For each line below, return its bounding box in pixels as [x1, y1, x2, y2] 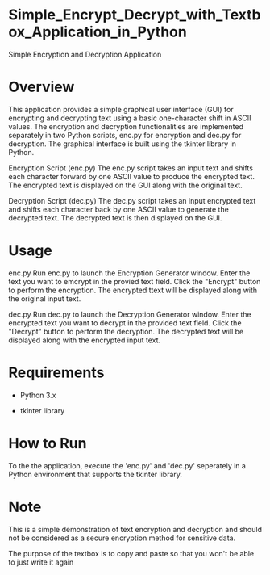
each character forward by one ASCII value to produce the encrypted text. [8, 171, 255, 181]
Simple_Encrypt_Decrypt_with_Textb [8, 6, 261, 24]
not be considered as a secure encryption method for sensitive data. [8, 533, 236, 543]
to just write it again [8, 557, 74, 567]
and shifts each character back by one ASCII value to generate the [8, 204, 230, 214]
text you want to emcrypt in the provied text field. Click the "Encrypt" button [8, 276, 261, 286]
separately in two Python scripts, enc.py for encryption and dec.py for [8, 130, 242, 140]
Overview [8, 78, 75, 96]
